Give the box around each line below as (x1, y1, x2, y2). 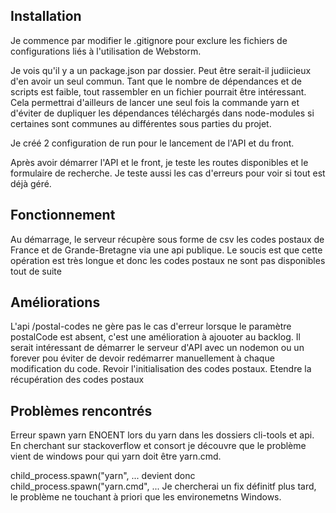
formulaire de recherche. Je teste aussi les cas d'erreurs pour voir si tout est (10, 167, 326, 179)
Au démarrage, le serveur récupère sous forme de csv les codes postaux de (10, 233, 325, 245)
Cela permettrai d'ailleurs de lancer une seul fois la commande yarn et (10, 96, 300, 108)
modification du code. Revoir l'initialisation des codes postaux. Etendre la (10, 363, 312, 375)
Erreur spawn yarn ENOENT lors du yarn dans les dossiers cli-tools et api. (10, 429, 315, 441)
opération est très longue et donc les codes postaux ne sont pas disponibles (10, 254, 326, 266)
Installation (10, 8, 82, 25)
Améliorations (10, 294, 101, 311)
